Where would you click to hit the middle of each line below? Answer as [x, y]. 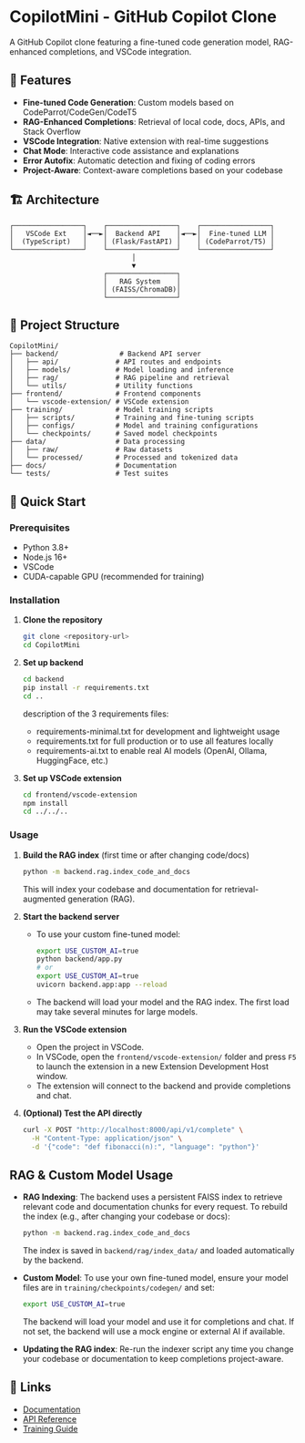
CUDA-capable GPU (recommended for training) [113, 577]
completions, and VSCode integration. [120, 51]
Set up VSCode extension [72, 778]
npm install [45, 803]
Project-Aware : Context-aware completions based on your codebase [153, 170]
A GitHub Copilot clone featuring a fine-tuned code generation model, [140, 42]
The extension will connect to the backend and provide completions [163, 1086]
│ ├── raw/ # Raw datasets [91, 450]
